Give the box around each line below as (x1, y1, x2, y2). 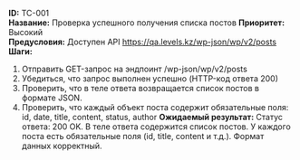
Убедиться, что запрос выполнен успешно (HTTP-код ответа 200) (21, 73, 278, 84)
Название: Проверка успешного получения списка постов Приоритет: (8, 17, 285, 28)
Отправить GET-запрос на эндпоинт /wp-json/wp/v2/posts (21, 63, 248, 74)
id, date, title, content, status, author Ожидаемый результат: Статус (21, 112, 283, 122)
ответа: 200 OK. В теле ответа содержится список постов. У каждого (21, 121, 291, 132)
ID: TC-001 (8, 8, 50, 18)
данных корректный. (21, 140, 102, 151)
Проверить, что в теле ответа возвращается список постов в (21, 83, 260, 93)
